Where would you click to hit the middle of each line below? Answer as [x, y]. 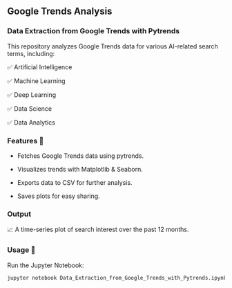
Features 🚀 [26, 141]
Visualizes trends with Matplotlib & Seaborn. [80, 169]
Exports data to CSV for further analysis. [75, 182]
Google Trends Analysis [60, 11]
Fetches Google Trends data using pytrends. [80, 156]
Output [19, 214]
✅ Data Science [30, 108]
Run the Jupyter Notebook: [46, 265]
